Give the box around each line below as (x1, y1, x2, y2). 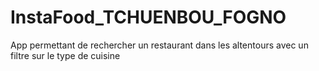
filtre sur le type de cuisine (10, 49, 121, 61)
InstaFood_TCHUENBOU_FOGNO (10, 6, 287, 29)
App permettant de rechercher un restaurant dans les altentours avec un (10, 39, 309, 51)
